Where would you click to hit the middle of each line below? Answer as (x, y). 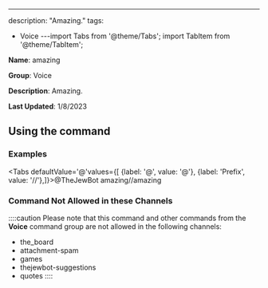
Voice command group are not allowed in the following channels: (115, 226)
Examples (28, 154)
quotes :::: (36, 275)
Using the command (59, 131)
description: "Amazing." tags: (56, 20)
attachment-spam (49, 250)
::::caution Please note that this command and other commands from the (127, 218)
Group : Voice (30, 75)
